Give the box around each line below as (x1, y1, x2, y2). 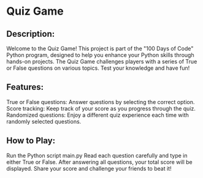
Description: (6, 29, 55, 39)
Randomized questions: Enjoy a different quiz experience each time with (6, 111, 189, 119)
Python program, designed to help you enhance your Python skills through (6, 51, 194, 59)
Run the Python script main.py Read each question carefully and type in (6, 152, 188, 159)
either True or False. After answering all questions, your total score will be (6, 158, 193, 166)
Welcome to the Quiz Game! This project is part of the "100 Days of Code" (6, 45, 194, 52)
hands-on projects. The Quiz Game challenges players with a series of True (6, 58, 197, 65)
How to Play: (6, 136, 56, 146)
